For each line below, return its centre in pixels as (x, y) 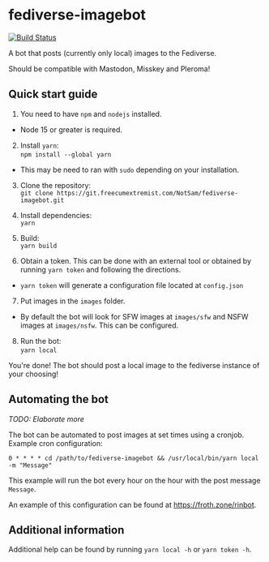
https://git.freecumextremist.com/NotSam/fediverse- (147, 193)
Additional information (66, 530)
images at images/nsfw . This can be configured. (99, 325)
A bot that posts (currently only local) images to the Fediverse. (113, 53)
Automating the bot (59, 399)
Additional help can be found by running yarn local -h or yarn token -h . (130, 550)
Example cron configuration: (56, 443)
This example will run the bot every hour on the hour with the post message (134, 480)
